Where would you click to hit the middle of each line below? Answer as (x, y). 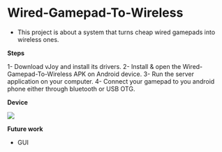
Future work (25, 129)
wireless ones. (38, 39)
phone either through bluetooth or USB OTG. (71, 89)
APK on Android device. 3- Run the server (134, 74)
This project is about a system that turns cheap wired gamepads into (116, 32)
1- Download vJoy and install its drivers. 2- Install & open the (94, 66)
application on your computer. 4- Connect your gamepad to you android (111, 81)
